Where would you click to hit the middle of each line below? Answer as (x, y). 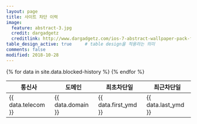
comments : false (26, 50)
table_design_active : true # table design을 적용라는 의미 (81, 44)
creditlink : (26, 39)
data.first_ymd (118, 105)
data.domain (72, 105)
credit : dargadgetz (35, 33)
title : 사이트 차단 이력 (32, 17)
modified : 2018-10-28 (33, 55)
